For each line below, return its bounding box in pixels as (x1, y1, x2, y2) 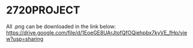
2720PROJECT (6, 4, 80, 17)
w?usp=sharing (6, 35, 44, 42)
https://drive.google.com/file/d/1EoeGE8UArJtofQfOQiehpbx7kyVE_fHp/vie (6, 29, 188, 36)
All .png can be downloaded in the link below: (6, 23, 116, 30)
